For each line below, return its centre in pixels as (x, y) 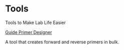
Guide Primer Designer (29, 32)
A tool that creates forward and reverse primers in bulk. (62, 42)
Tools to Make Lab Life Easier (35, 22)
